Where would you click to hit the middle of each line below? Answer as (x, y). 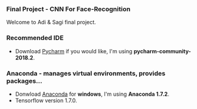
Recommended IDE (35, 38)
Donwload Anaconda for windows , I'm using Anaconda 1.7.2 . (92, 94)
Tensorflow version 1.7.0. (46, 100)
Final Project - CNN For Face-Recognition (68, 9)
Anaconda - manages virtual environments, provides (86, 73)
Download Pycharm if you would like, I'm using (74, 51)
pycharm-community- (162, 51)
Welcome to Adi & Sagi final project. (51, 22)
